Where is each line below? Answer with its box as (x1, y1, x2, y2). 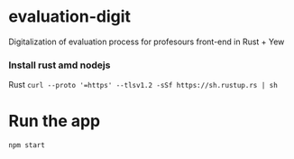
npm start (8, 141, 46, 150)
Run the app (8, 111, 101, 132)
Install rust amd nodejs (8, 59, 111, 71)
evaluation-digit (8, 6, 132, 27)
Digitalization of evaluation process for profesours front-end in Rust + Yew (8, 36, 285, 47)
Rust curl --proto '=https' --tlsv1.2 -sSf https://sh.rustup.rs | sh (8, 79, 279, 90)
